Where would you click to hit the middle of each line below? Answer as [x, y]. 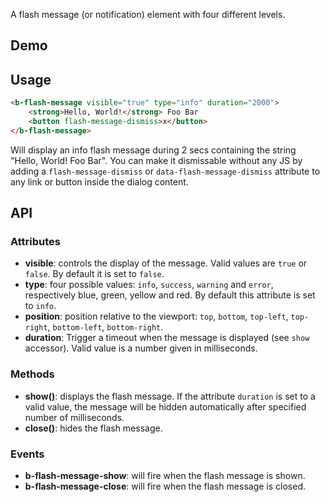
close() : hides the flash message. [93, 428]
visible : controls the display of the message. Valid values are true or [166, 263]
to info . [40, 306]
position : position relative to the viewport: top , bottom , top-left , [156, 316]
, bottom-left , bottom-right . [105, 327]
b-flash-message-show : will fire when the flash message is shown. [165, 475]
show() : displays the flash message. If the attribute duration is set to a [170, 396]
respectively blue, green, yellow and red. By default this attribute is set [170, 295]
